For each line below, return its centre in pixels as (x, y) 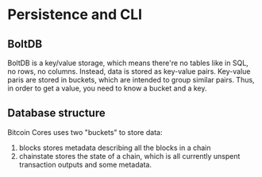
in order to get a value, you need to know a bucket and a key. (107, 88)
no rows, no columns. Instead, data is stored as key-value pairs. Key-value (129, 71)
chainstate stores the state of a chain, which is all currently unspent (129, 156)
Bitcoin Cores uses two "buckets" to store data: (85, 132)
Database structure (56, 113)
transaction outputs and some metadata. (85, 164)
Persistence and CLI (75, 15)
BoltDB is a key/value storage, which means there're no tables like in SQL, (128, 63)
